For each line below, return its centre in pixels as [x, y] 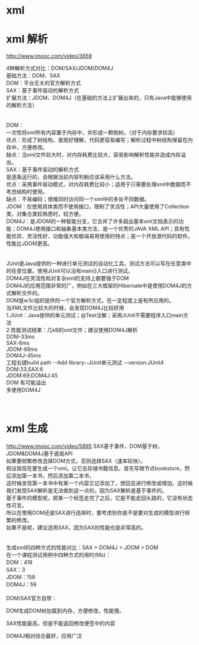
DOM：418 [19, 562]
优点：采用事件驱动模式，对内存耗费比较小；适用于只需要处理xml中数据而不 [99, 185]
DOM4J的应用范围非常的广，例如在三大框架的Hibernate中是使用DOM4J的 [97, 286]
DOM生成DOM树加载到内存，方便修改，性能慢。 [65, 611]
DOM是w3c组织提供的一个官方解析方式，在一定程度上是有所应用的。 [90, 301]
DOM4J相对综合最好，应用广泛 [44, 636]
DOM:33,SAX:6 [25, 369]
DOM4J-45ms [24, 356]
